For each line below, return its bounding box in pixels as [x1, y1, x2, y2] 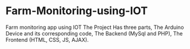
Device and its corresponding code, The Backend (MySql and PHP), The [5, 30, 183, 37]
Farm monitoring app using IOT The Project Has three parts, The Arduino [5, 24, 184, 31]
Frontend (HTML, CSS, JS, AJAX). [5, 36, 89, 43]
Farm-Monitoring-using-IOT [5, 4, 148, 18]
